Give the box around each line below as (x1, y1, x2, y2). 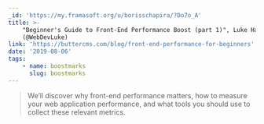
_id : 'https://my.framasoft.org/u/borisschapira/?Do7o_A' (8, 11, 202, 19)
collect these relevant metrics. (27, 107, 126, 117)
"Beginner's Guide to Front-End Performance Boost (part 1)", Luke (22, 26, 247, 34)
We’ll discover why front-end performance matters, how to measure (27, 90, 247, 100)
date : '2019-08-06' (8, 48, 72, 55)
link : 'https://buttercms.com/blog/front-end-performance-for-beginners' (8, 41, 255, 48)
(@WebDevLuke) (22, 33, 68, 41)
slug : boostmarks (28, 69, 86, 77)
